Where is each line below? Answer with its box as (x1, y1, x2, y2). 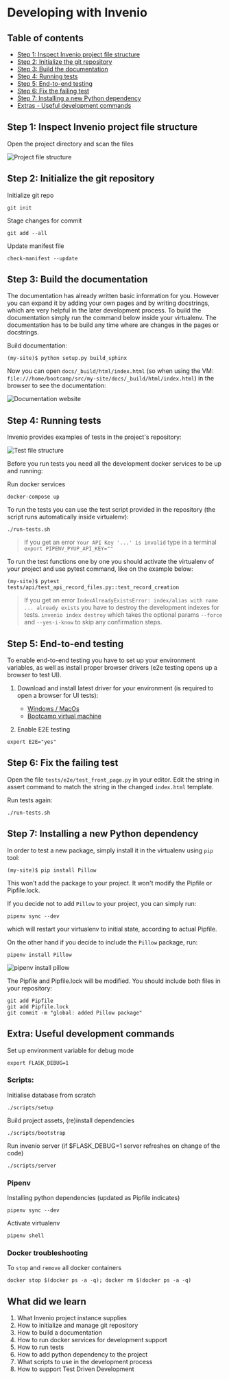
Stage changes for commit (7, 216, 82, 225)
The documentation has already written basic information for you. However (7, 292, 219, 300)
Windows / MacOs (27, 705, 80, 713)
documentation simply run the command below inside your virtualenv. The (7, 314, 217, 322)
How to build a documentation (16, 1328, 103, 1337)
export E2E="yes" (7, 738, 57, 746)
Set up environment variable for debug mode (7, 1046, 134, 1054)
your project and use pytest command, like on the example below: (7, 565, 193, 573)
